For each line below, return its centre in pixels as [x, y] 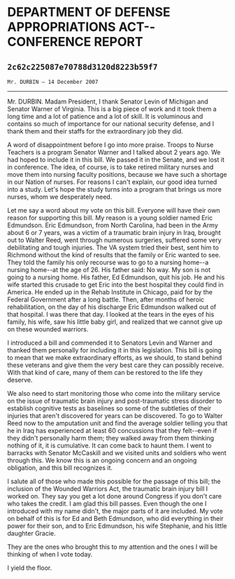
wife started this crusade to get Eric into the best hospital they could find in [115, 285]
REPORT [119, 42]
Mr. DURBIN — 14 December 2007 [53, 82]
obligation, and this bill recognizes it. [60, 468]
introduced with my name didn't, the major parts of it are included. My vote [115, 511]
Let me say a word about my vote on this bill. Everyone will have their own [114, 210]
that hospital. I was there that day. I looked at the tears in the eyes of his [111, 314]
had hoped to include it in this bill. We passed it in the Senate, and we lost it [116, 159]
